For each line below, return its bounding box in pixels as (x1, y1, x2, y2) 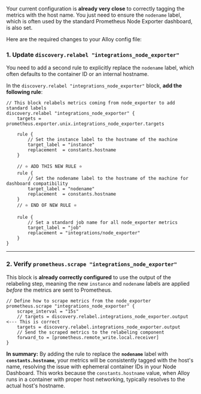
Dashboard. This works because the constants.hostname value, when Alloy (6, 369, 190, 376)
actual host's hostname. (6, 382, 66, 389)
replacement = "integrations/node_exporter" (28, 230, 141, 236)
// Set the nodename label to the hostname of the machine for (28, 176, 188, 182)
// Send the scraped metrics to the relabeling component (17, 329, 165, 335)
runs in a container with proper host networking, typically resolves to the (6, 375, 185, 383)
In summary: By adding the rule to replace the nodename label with (6, 350, 169, 358)
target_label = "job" (28, 225, 82, 231)
